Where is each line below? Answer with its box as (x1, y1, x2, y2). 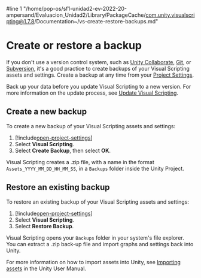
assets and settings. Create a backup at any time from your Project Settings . (6, 71, 194, 78)
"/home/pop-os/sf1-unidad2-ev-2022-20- (23, 5, 127, 12)
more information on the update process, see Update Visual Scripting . (6, 89, 178, 96)
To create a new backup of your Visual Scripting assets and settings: (6, 122, 176, 129)
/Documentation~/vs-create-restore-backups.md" (34, 18, 159, 25)
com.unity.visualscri (145, 11, 195, 19)
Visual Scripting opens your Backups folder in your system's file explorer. (6, 234, 184, 241)
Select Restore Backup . (14, 222, 74, 229)
